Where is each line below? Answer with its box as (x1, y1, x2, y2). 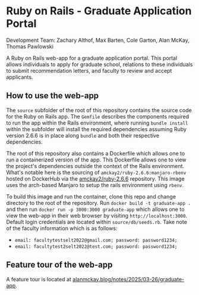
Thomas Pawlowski (6, 43, 53, 50)
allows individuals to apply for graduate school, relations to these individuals (6, 61, 193, 68)
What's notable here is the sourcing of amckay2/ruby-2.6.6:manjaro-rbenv (6, 169, 187, 176)
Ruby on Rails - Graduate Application (6, 4, 192, 18)
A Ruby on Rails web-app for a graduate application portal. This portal (6, 54, 178, 61)
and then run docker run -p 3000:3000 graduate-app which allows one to (6, 206, 185, 213)
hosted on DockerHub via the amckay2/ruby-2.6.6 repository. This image (6, 175, 185, 182)
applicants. (6, 73, 33, 80)
